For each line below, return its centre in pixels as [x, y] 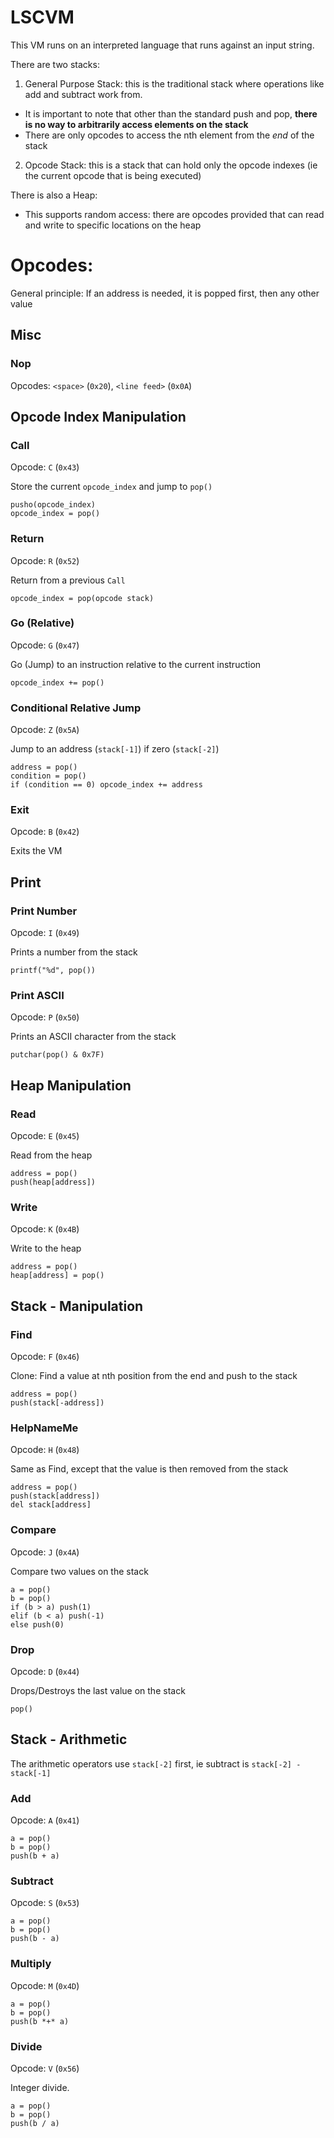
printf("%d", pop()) [53, 971]
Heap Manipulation [71, 1085]
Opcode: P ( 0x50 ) [45, 1017]
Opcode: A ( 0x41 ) [45, 1820]
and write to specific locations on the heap [113, 225]
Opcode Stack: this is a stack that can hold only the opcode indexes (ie [171, 165]
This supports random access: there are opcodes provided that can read [174, 214]
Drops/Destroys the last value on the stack [98, 1690]
